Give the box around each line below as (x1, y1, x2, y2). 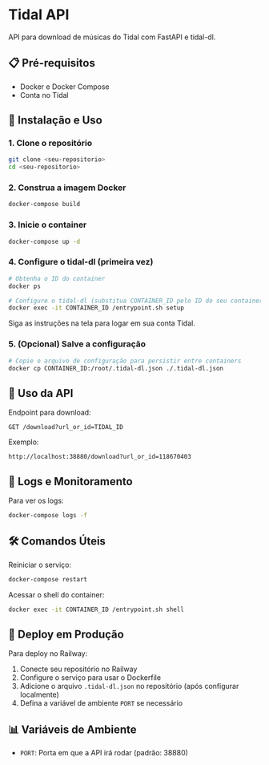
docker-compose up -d (8, 237, 81, 245)
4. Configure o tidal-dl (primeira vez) (8, 257, 154, 268)
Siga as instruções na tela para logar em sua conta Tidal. (8, 318, 196, 328)
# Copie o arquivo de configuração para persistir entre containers (8, 357, 242, 365)
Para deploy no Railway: (8, 649, 88, 658)
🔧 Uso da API (8, 387, 74, 400)
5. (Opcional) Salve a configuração (8, 338, 147, 350)
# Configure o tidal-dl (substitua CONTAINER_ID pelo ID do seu (8, 297, 227, 305)
